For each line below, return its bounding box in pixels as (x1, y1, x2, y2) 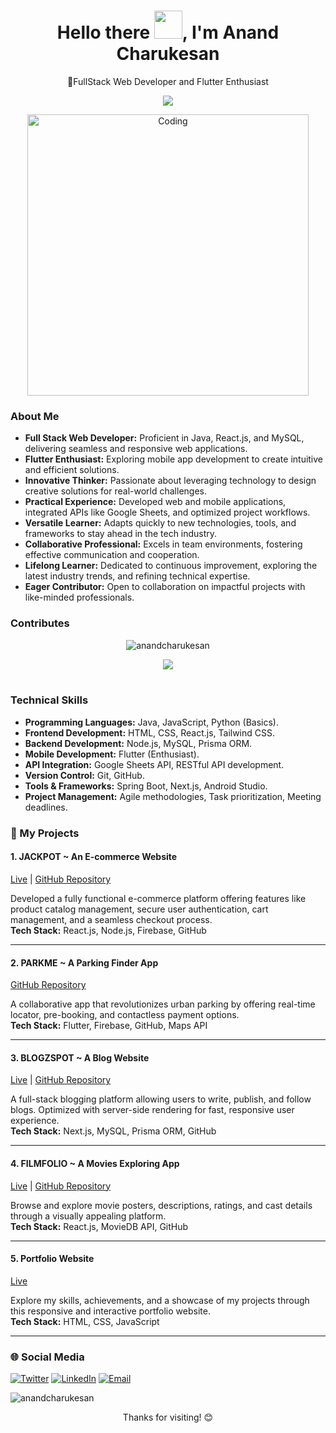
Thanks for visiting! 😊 (122, 1411, 214, 1424)
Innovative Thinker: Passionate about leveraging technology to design (24, 475, 317, 487)
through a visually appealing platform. (10, 1210, 167, 1222)
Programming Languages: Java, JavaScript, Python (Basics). (24, 716, 280, 728)
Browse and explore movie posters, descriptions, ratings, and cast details (10, 1199, 313, 1211)
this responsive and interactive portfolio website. (10, 1305, 211, 1317)
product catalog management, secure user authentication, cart (10, 903, 269, 915)
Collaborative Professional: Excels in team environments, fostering (24, 538, 303, 550)
